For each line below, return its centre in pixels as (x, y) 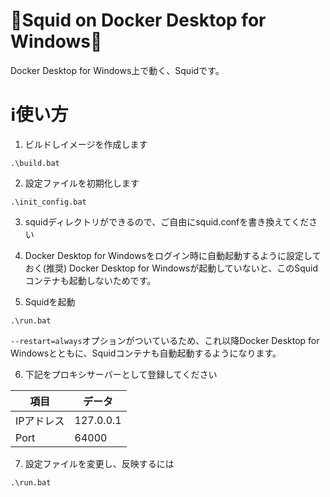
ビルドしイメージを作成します (86, 144)
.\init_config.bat (48, 202)
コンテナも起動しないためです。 (90, 280)
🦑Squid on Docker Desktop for (138, 20)
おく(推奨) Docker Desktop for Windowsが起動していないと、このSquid (171, 268)
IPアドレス (40, 421)
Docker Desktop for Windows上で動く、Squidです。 (117, 70)
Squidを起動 (50, 301)
